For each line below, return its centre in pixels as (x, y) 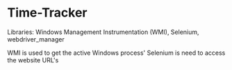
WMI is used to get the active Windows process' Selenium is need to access (116, 53)
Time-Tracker (48, 13)
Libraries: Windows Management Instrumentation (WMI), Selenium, (103, 32)
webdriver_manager (36, 39)
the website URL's (33, 60)
